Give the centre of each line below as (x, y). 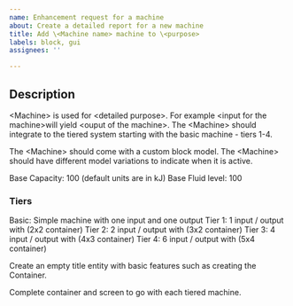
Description (42, 94)
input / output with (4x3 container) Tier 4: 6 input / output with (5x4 (132, 239)
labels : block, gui (45, 42)
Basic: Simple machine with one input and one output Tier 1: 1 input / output (146, 220)
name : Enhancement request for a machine (87, 17)
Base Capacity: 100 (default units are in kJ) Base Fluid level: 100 (126, 177)
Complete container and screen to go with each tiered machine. (125, 293)
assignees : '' (35, 51)
